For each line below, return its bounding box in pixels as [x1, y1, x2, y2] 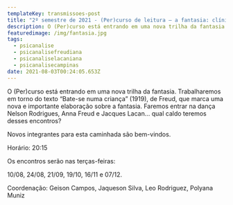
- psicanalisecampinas [13, 62, 79, 69]
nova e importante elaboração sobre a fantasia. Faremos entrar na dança [7, 102, 216, 110]
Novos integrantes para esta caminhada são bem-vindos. [7, 130, 171, 139]
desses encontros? [7, 116, 62, 125]
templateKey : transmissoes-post [7, 10, 101, 17]
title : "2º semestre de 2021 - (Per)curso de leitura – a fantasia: [7, 17, 209, 24]
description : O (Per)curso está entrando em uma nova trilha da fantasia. [7, 23, 228, 30]
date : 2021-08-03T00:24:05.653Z [7, 68, 101, 75]
